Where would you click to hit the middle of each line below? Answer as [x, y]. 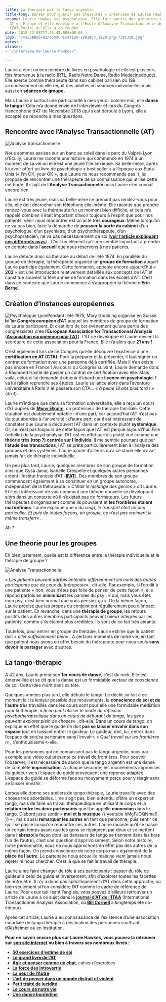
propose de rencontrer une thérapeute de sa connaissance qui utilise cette [81, 179]
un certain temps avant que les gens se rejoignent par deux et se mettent [80, 830]
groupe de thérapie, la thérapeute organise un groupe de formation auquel [82, 262]
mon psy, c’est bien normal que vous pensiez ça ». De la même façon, [76, 600]
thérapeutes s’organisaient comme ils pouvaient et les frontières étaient [79, 502]
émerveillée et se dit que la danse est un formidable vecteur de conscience [82, 680]
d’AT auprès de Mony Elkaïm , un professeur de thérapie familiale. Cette [78, 409]
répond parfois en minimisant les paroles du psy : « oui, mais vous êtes [78, 595]
